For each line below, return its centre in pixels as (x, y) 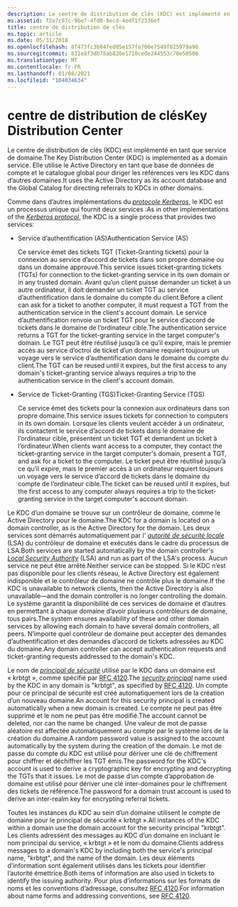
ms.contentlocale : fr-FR (44, 67)
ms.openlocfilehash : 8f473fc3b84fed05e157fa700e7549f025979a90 (103, 47)
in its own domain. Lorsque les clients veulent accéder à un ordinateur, (121, 424)
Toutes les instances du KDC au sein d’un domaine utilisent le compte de (114, 813)
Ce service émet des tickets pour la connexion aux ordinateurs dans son (123, 408)
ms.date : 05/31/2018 (38, 41)
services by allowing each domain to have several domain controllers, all (113, 626)
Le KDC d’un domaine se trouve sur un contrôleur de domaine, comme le (114, 513)
